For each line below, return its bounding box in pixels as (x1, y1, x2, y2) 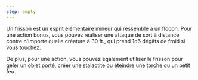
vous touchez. (6, 44, 41, 51)
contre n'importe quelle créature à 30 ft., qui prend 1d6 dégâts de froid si (6, 37, 185, 44)
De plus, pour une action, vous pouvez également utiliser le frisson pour (6, 55, 183, 62)
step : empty (6, 8, 36, 15)
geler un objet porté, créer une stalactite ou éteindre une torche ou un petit (6, 62, 190, 69)
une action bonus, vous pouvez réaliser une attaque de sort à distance (6, 31, 180, 39)
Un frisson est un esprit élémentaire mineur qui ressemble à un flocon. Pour (6, 25, 193, 32)
